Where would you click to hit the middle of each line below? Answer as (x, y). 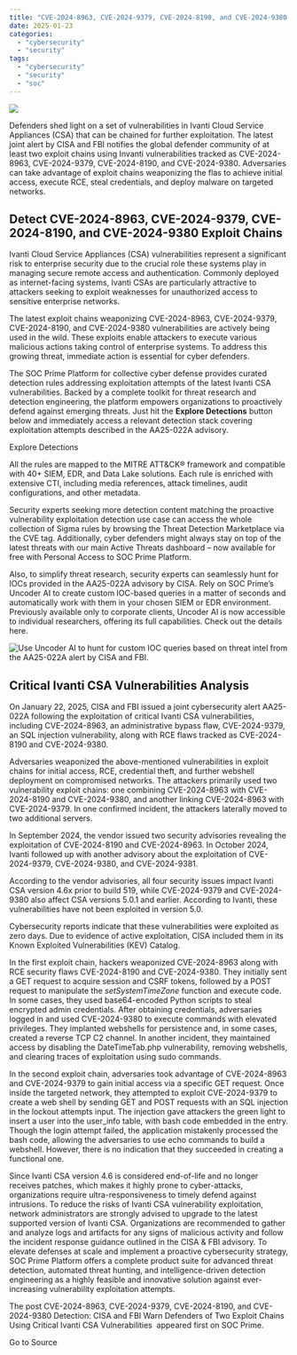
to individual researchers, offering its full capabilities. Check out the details (146, 621)
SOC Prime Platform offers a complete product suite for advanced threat (141, 1261)
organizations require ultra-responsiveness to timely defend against (133, 1195)
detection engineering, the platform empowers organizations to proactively (146, 402)
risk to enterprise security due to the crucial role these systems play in (138, 264)
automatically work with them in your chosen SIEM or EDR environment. (141, 603)
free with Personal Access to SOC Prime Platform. (101, 557)
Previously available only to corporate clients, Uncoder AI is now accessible (147, 612)
